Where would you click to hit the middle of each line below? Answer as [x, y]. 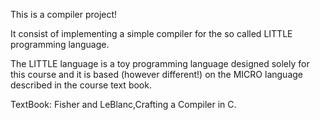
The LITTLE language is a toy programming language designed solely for [160, 63]
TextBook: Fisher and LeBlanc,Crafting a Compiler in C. [123, 104]
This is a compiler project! [64, 14]
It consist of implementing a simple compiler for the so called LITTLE [151, 33]
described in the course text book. [81, 85]
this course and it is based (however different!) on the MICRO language [156, 74]
